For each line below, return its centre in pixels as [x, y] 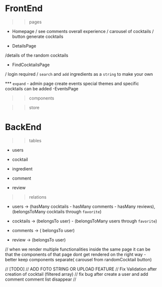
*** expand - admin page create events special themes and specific [72, 84]
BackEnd [23, 127]
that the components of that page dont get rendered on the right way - [76, 254]
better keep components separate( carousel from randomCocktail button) [78, 259]
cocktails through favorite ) [74, 211]
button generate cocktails [38, 36]
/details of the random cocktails [37, 55]
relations [38, 197]
